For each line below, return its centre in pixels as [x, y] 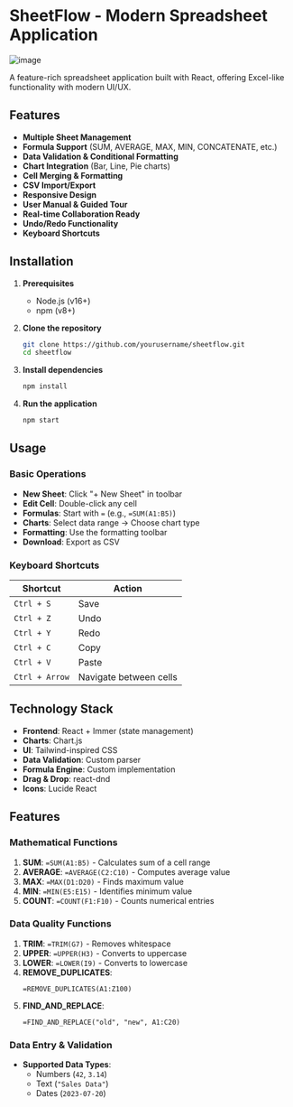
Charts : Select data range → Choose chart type [111, 522]
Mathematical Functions [64, 842]
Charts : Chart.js [52, 740]
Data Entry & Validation [61, 1045]
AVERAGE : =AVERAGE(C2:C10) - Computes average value [126, 871]
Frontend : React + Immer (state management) [108, 730]
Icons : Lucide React [60, 788]
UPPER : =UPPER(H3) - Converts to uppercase [105, 953]
